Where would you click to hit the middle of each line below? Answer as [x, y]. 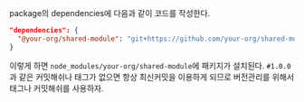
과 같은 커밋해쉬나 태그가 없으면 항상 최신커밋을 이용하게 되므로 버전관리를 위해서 [152, 77]
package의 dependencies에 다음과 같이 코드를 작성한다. [110, 13]
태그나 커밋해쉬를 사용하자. [57, 88]
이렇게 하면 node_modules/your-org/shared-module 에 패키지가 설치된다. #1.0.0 [150, 65]
